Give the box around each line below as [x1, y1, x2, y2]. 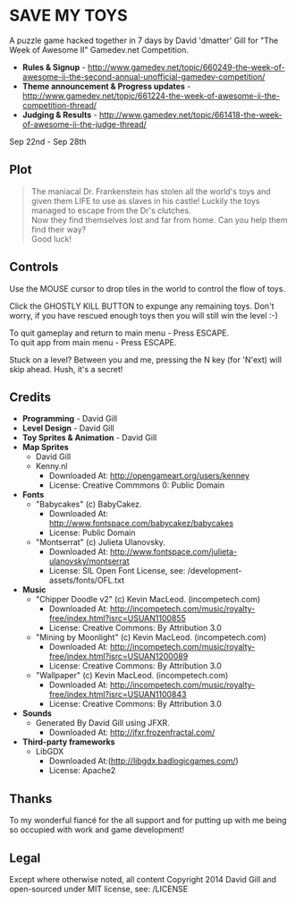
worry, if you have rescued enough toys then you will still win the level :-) [9, 310, 279, 320]
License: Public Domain [48, 527, 136, 538]
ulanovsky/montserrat [48, 556, 130, 567]
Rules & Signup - [21, 62, 87, 72]
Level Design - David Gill [21, 422, 114, 434]
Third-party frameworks [21, 737, 115, 747]
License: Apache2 [48, 765, 116, 776]
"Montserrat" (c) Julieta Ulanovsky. [35, 537, 165, 548]
